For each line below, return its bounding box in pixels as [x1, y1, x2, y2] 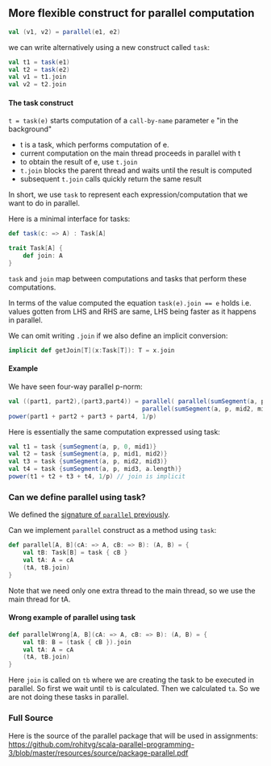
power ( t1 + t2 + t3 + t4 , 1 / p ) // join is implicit [8, 473, 186, 481]
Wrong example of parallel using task [8, 613, 135, 622]
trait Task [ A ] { [8, 244, 63, 252]
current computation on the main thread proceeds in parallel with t [19, 148, 241, 158]
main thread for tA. [8, 594, 71, 604]
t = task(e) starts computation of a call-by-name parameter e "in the [8, 116, 239, 126]
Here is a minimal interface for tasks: [8, 214, 131, 224]
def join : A [23, 252, 63, 260]
